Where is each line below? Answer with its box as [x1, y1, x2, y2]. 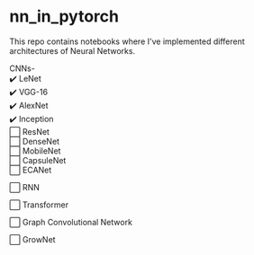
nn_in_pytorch [9, 6, 120, 27]
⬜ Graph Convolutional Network [9, 216, 133, 227]
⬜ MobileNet [9, 145, 61, 156]
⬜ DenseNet [9, 136, 60, 146]
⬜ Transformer [9, 199, 69, 210]
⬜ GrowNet [9, 233, 56, 244]
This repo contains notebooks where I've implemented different [9, 36, 245, 47]
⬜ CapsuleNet [9, 154, 67, 165]
